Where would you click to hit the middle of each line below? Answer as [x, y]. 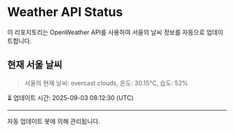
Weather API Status [65, 12]
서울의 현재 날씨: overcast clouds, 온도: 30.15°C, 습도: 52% [106, 83]
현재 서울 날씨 [35, 65]
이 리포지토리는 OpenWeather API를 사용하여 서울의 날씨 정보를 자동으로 [106, 32]
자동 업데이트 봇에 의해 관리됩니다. [54, 121]
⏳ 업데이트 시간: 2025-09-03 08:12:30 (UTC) [70, 97]
